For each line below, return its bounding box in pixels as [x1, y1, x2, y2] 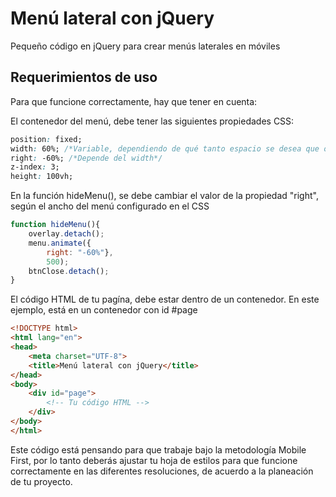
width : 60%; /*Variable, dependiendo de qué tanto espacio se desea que [10, 143, 320, 154]
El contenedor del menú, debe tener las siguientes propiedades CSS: [10, 115, 295, 127]
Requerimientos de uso [10, 69, 158, 86]
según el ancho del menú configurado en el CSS [10, 200, 210, 212]
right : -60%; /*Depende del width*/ [10, 153, 163, 163]
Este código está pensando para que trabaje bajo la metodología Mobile [10, 443, 307, 456]
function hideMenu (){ [10, 220, 101, 230]
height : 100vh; [10, 172, 74, 182]
